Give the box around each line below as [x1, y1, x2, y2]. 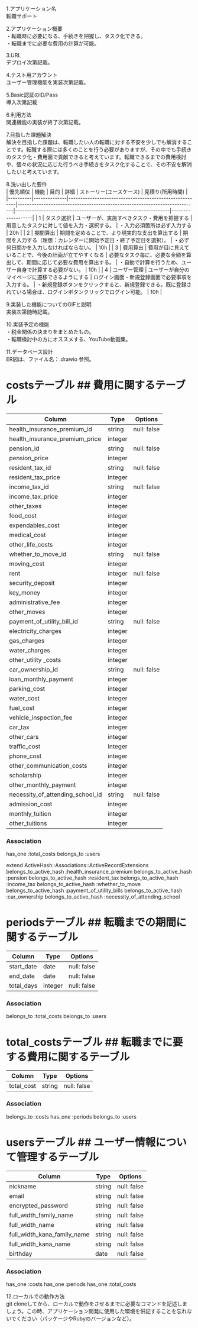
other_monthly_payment [9, 780, 76, 789]
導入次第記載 [6, 99, 37, 105]
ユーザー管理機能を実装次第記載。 [6, 79, 89, 86]
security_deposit [9, 579, 55, 587]
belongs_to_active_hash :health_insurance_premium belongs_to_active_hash [6, 868, 192, 875]
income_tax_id [9, 483, 49, 491]
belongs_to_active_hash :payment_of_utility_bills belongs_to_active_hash [6, 887, 183, 894]
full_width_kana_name [9, 1240, 71, 1248]
